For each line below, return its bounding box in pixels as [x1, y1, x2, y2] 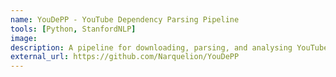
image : [10, 33, 38, 43]
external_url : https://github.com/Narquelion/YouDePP [10, 52, 240, 62]
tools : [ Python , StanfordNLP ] [10, 24, 137, 34]
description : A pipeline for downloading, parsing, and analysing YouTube [10, 42, 329, 53]
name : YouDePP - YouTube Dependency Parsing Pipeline [10, 14, 240, 25]
